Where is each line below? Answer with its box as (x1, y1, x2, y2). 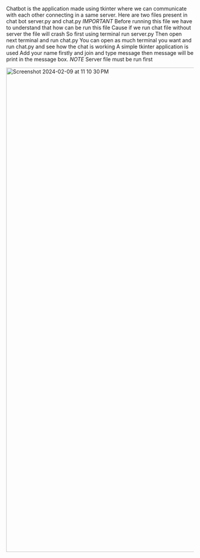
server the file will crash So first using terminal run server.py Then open (6, 30, 182, 38)
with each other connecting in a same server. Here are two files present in (6, 11, 187, 18)
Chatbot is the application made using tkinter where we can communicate (6, 5, 187, 12)
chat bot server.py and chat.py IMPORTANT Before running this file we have (6, 18, 192, 24)
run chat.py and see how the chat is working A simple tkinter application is (6, 43, 189, 50)
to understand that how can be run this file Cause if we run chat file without (6, 24, 192, 31)
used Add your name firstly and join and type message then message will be (6, 49, 194, 56)
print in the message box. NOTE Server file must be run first (6, 56, 153, 63)
